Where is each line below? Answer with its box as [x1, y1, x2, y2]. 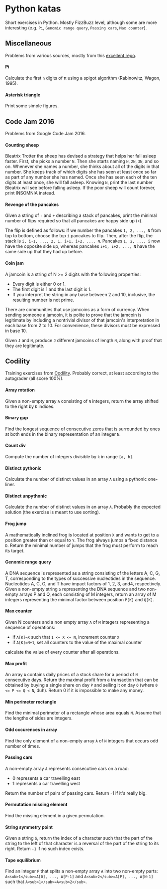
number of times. [5, 743, 41, 749]
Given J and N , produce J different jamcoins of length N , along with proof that [5, 337, 162, 343]
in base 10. [5, 328, 27, 334]
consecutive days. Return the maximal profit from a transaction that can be [5, 677, 159, 683]
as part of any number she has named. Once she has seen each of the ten [5, 174, 158, 180]
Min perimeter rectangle [5, 699, 57, 705]
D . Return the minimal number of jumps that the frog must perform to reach [5, 542, 158, 548]
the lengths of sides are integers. [5, 715, 73, 721]
